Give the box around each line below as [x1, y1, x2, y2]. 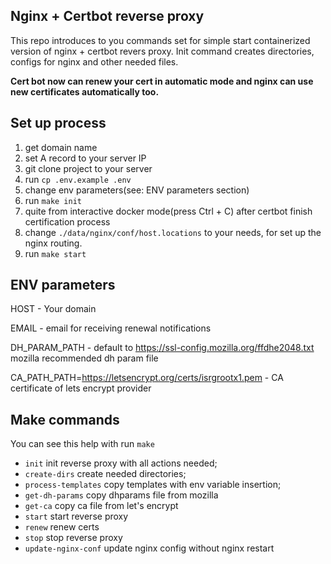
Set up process [10, 115, 107, 132]
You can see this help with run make [10, 438, 155, 450]
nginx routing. [24, 237, 83, 249]
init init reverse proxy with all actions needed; [24, 457, 218, 469]
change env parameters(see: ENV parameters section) [24, 184, 250, 196]
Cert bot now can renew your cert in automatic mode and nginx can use [10, 75, 314, 87]
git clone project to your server [24, 162, 153, 174]
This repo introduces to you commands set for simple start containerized [10, 34, 311, 46]
